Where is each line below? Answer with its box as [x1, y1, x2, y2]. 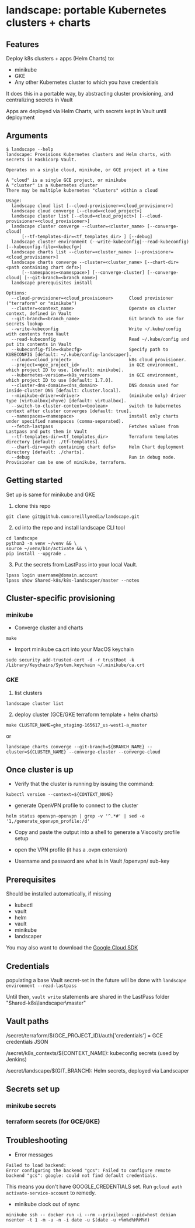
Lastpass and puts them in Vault [6, 429, 88, 435]
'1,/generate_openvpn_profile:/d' [6, 819, 90, 825]
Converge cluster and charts [14, 624, 83, 631]
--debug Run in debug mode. [11, 454, 176, 460]
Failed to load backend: [6, 1162, 67, 1168]
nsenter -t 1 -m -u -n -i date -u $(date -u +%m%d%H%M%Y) [6, 1217, 150, 1223]
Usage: [6, 198, 22, 203]
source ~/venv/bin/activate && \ [6, 545, 88, 551]
